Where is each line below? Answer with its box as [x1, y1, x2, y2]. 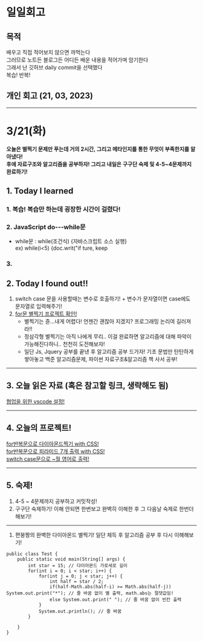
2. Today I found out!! [6, 278, 89, 288]
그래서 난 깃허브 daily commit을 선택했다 [6, 64, 103, 71]
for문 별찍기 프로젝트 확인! [14, 310, 77, 317]
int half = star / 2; [49, 578, 104, 584]
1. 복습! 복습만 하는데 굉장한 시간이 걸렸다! [6, 205, 121, 213]
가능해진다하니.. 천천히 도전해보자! [24, 340, 105, 348]
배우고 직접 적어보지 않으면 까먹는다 [6, 49, 91, 56]
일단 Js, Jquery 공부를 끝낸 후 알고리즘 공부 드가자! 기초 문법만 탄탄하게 [24, 348, 194, 356]
